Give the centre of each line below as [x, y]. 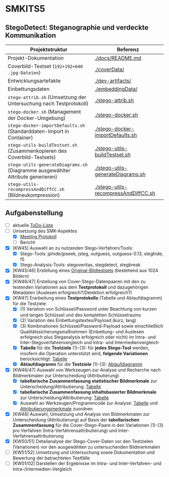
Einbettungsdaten [29, 89]
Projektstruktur [49, 50]
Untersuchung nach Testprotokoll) [48, 103]
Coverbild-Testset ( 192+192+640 [45, 66]
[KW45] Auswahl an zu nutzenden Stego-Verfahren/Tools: [73, 248]
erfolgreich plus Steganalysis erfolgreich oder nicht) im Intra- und [88, 337]
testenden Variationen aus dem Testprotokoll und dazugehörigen [80, 287]
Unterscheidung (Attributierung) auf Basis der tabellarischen [76, 420]
